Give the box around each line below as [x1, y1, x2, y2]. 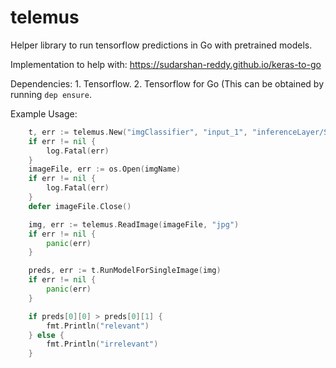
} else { [28, 330, 65, 340]
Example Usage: [10, 107, 78, 120]
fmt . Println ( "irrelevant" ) [46, 339, 159, 350]
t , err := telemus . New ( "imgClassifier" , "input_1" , [28, 127, 248, 137]
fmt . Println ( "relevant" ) [46, 321, 150, 331]
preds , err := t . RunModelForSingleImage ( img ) [28, 266, 222, 276]
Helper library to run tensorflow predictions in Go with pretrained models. [10, 39, 313, 51]
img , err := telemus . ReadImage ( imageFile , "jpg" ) [28, 219, 240, 230]
